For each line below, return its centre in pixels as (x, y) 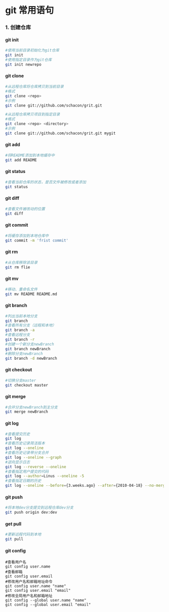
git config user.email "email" (38, 591)
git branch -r (20, 340)
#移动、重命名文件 (21, 289)
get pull (13, 524)
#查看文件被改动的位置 (25, 209)
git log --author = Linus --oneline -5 (45, 476)
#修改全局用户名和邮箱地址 (29, 596)
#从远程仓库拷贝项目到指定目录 (33, 115)
